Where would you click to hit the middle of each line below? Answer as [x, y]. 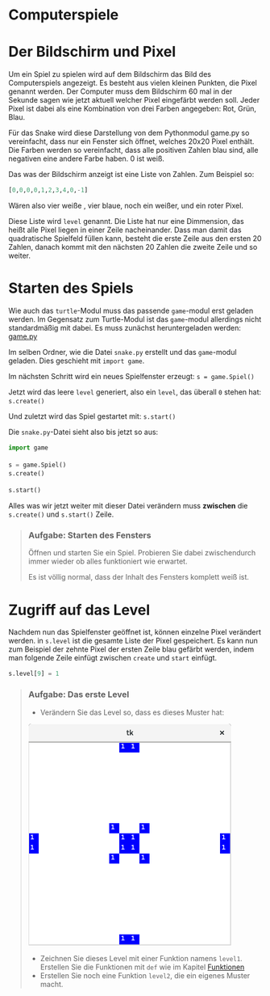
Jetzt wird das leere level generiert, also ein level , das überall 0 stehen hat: [135, 392]
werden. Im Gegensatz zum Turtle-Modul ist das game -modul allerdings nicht [135, 319]
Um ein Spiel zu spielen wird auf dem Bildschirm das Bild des [110, 74]
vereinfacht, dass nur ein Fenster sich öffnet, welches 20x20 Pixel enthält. [131, 141]
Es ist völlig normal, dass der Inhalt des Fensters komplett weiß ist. [139, 577]
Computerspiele [64, 15]
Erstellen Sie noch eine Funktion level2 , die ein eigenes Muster [145, 975]
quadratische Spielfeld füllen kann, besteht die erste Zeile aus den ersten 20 [135, 238]
